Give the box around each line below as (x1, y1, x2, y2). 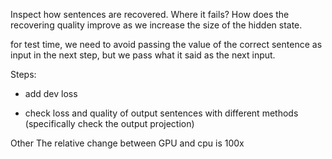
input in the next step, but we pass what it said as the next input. (10, 49, 276, 61)
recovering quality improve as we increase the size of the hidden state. (10, 19, 303, 31)
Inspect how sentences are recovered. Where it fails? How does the (10, 9, 290, 20)
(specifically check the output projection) (24, 118, 195, 129)
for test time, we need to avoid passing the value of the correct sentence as (10, 39, 323, 50)
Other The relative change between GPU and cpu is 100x (10, 137, 245, 149)
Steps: (10, 69, 37, 80)
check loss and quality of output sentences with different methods (24, 107, 299, 119)
